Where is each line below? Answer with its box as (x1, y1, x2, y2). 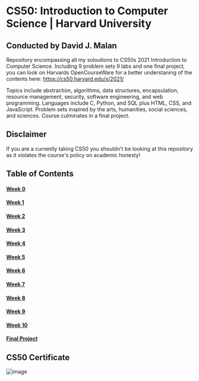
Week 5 (6, 253, 26, 260)
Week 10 (6, 321, 28, 329)
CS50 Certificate (6, 352, 70, 363)
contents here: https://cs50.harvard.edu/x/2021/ (6, 76, 124, 82)
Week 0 (6, 185, 26, 192)
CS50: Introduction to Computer (6, 4, 168, 18)
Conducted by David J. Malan (6, 40, 117, 51)
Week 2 (6, 213, 26, 220)
